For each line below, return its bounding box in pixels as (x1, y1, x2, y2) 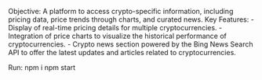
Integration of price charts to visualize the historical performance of (8, 31, 227, 40)
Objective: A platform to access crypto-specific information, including (8, 7, 234, 16)
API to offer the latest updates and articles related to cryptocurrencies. (8, 48, 237, 57)
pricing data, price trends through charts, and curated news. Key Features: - (8, 15, 255, 24)
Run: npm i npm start (8, 63, 76, 72)
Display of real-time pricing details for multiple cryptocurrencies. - (8, 23, 222, 32)
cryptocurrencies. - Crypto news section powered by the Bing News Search (8, 40, 253, 49)
